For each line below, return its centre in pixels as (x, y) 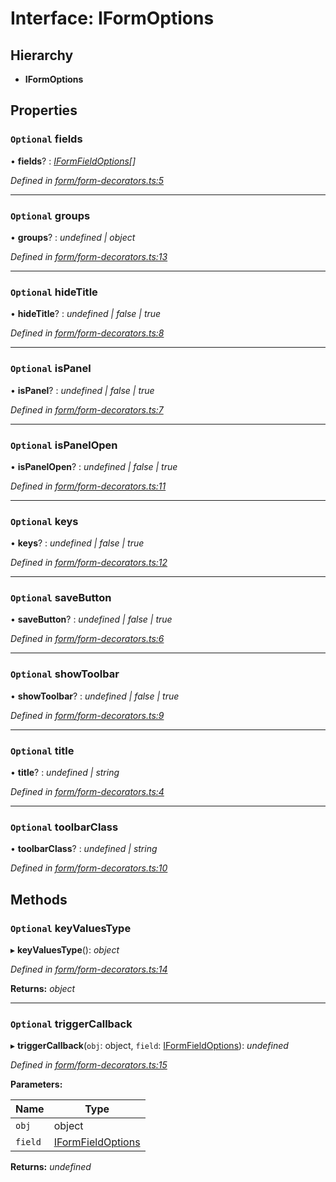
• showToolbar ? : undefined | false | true (95, 696)
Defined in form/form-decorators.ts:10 (89, 868)
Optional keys (44, 521)
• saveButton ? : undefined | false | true (91, 619)
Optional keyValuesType (71, 928)
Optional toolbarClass (64, 827)
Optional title (42, 750)
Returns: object (43, 989)
